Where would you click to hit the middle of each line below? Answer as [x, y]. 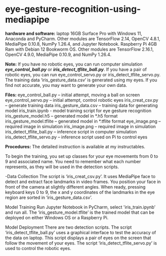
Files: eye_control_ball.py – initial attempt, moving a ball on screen [72, 95]
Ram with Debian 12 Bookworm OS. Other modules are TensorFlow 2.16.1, [80, 49]
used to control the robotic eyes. [38, 248]
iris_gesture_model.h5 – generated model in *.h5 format [62, 116]
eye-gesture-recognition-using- [73, 9]
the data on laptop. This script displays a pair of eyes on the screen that [78, 238]
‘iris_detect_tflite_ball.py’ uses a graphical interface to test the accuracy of [81, 232]
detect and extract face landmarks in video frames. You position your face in [83, 182]
